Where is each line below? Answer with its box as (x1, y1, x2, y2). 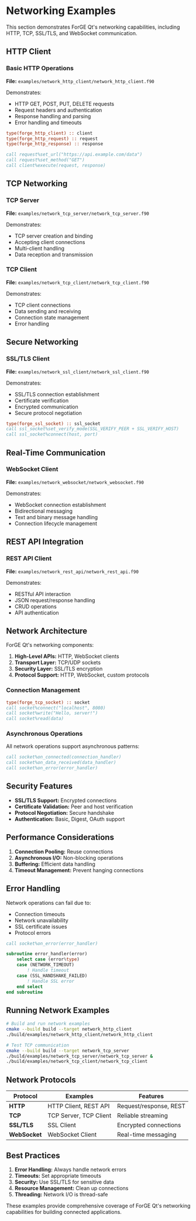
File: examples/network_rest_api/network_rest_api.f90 (6, 568, 139, 575)
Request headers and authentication (14, 107, 102, 114)
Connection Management (6, 686, 80, 694)
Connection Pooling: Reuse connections (14, 848, 114, 855)
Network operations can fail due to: (6, 899, 91, 906)
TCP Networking (6, 179, 68, 188)
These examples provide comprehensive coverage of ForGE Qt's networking (6, 1202, 191, 1209)
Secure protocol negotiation (14, 409, 82, 416)
